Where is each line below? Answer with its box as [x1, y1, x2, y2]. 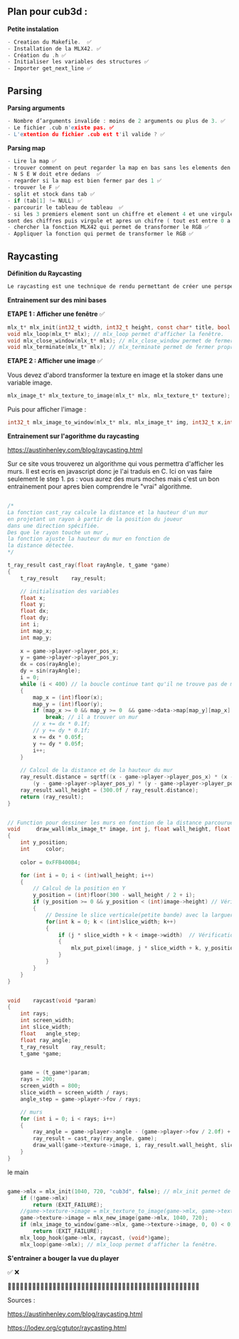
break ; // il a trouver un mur [45, 713, 139, 721]
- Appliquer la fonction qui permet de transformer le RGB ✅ [7, 230, 194, 238]
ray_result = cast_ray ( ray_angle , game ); [33, 1135, 158, 1142]
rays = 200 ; [20, 1076, 55, 1083]
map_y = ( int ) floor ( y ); [33, 701, 103, 708]
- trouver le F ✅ [7, 184, 60, 191]
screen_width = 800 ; [20, 1082, 81, 1090]
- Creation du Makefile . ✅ [7, 39, 92, 46]
